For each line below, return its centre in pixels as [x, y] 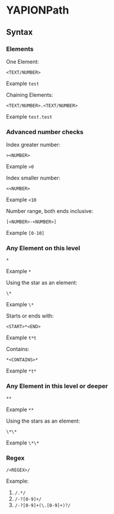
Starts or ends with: [30, 316]
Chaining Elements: [30, 94]
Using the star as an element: [42, 283]
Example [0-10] [25, 233]
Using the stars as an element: [43, 421]
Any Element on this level [43, 248]
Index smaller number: [33, 178]
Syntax [19, 32]
